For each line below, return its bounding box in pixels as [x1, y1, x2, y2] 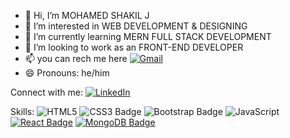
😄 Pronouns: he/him [24, 67, 110, 79]
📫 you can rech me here [24, 53, 128, 64]
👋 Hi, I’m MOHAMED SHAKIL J [24, 10, 150, 21]
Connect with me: [10, 86, 83, 98]
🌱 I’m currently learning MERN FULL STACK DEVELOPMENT [24, 31, 272, 42]
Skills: [10, 106, 35, 117]
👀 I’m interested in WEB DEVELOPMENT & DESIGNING [24, 20, 248, 32]
